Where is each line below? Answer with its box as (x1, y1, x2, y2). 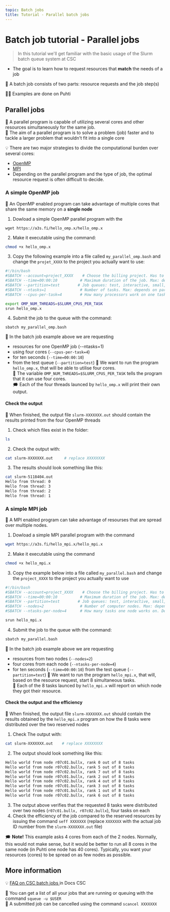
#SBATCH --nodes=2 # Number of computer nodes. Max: (5, 604, 153, 609)
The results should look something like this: (12, 465, 103, 471)
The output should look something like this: (12, 750, 103, 756)
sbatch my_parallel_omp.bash (5, 325, 67, 330)
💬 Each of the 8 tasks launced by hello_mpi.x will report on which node (12, 682, 162, 688)
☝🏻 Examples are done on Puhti (5, 91, 71, 97)
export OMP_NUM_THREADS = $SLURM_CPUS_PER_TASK (5, 301, 103, 306)
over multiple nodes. (5, 522, 48, 528)
